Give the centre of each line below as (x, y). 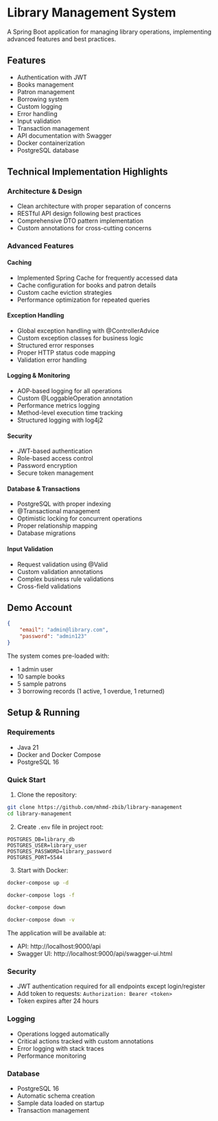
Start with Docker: (43, 870)
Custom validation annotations (60, 571)
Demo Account (40, 607)
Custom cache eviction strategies (64, 292)
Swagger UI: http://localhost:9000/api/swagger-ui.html (95, 954)
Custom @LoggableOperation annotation (75, 398)
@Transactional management (59, 511)
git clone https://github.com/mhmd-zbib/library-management (95, 807)
